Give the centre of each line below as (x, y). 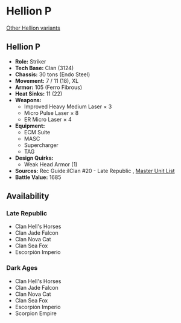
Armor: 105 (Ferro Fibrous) (49, 87)
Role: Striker (30, 61)
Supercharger (41, 145)
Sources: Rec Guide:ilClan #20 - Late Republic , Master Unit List (95, 171)
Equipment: (30, 126)
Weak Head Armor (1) (51, 164)
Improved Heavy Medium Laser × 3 (68, 106)
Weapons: (28, 100)
